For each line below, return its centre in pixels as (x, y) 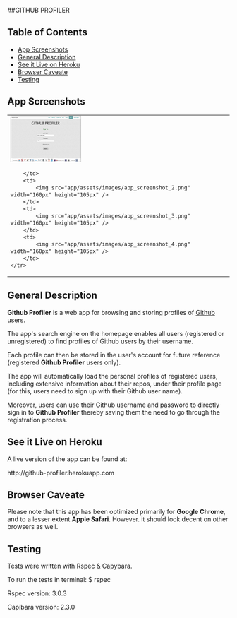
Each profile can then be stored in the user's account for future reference (114, 355)
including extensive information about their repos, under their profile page (115, 384)
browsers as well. (33, 527)
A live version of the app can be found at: (67, 459)
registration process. (37, 420)
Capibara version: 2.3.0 (41, 607)
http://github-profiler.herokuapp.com (61, 473)
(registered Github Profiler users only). (64, 362)
